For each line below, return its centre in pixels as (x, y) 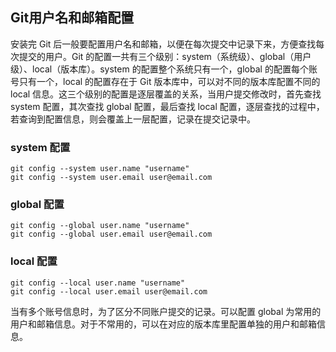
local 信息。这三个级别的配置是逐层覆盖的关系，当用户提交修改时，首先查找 (166, 94)
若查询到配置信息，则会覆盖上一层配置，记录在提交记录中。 (133, 119)
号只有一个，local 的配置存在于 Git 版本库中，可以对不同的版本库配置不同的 (165, 81)
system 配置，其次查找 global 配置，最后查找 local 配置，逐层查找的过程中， (167, 106)
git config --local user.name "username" (98, 283)
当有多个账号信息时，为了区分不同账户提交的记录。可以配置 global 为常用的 (166, 311)
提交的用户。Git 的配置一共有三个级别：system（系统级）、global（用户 (165, 56)
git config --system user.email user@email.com (111, 178)
